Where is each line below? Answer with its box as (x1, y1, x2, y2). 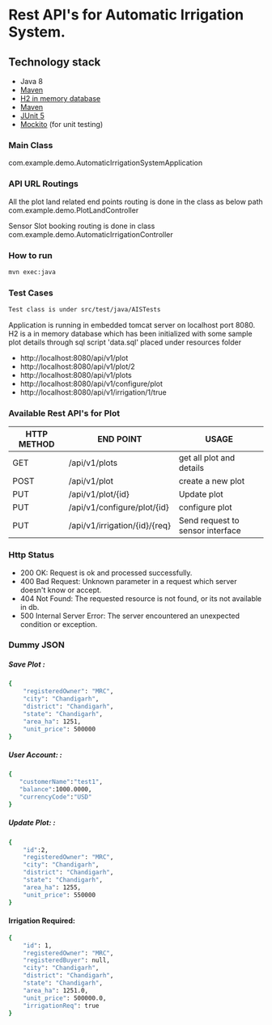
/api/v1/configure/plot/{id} (68, 502, 169, 513)
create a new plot (178, 476, 245, 487)
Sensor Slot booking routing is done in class (8, 221, 155, 231)
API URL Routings (8, 178, 79, 189)
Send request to (178, 515, 240, 527)
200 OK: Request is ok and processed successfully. (19, 568, 193, 578)
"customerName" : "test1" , (19, 778, 104, 786)
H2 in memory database (19, 94, 101, 103)
